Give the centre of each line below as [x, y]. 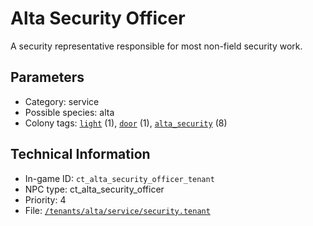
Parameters [47, 77]
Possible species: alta [69, 112]
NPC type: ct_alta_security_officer [94, 189]
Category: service [62, 101]
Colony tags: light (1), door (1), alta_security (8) [126, 123]
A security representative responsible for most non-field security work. [156, 46]
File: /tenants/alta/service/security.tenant [117, 210]
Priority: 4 [45, 199]
